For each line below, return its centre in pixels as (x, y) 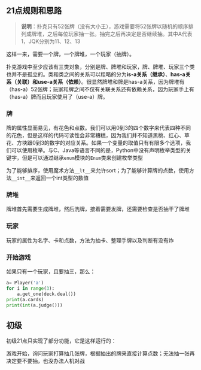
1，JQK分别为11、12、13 (51, 41)
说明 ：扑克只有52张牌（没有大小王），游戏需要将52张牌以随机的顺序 (104, 26)
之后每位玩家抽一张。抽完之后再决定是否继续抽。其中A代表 (120, 34)
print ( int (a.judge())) (34, 305)
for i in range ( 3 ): (31, 288)
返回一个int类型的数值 (62, 178)
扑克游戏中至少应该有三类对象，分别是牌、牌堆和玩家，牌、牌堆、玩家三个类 (100, 66)
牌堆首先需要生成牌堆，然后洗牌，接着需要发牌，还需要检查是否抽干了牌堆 (98, 209)
